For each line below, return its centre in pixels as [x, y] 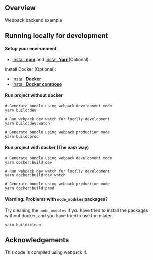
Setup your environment [31, 48]
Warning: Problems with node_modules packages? [57, 199]
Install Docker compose [37, 84]
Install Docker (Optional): [31, 69]
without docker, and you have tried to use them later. [59, 216]
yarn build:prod [22, 136]
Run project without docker [34, 95]
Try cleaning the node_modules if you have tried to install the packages [76, 210]
